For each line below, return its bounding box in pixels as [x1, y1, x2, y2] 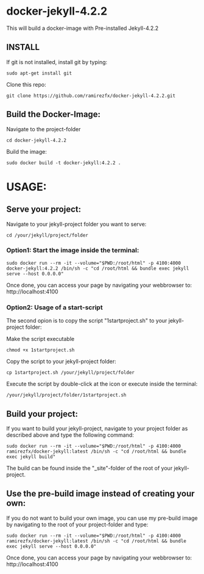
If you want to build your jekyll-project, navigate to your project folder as [6, 425, 188, 432]
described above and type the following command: [6, 431, 134, 439]
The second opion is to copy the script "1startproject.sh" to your [6, 317, 167, 325]
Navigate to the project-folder [6, 125, 81, 132]
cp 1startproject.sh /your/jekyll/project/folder [6, 370, 135, 376]
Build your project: [6, 409, 78, 419]
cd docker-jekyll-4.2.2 [6, 137, 67, 143]
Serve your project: [6, 204, 81, 215]
